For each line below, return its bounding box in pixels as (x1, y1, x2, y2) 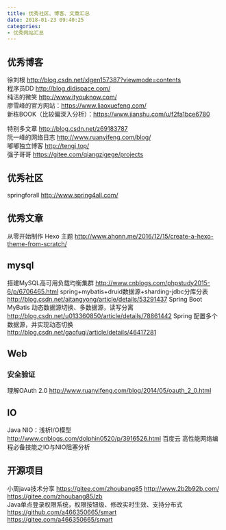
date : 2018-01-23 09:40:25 (7, 16, 84, 23)
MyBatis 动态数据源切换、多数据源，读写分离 (7, 303, 134, 311)
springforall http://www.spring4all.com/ (7, 191, 118, 199)
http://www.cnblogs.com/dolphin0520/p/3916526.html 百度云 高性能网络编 (7, 435, 219, 442)
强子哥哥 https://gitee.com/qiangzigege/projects (7, 150, 144, 158)
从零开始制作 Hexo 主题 (7, 232, 73, 240)
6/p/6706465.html (7, 287, 59, 296)
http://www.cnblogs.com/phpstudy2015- (95, 278, 210, 287)
